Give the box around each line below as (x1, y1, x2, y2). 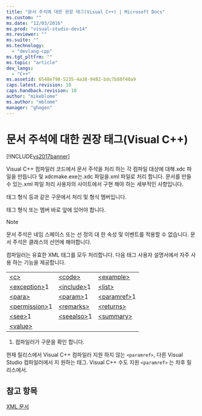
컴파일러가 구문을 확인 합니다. (14, 338, 85, 346)
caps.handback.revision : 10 (6, 88, 77, 94)
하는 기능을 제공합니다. (12, 259, 66, 266)
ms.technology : (6, 43, 45, 49)
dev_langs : (6, 65, 34, 71)
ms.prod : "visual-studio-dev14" (6, 25, 87, 32)
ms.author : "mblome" (6, 99, 58, 105)
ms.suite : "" (6, 37, 39, 43)
